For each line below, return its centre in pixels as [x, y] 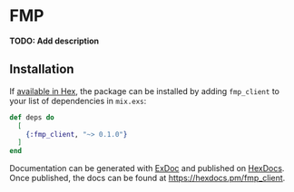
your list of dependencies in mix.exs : [78, 101]
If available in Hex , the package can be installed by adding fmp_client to [144, 91]
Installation [42, 69]
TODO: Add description [54, 41]
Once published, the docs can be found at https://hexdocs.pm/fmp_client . [147, 178]
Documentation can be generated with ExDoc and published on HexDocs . [147, 168]
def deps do [32, 117]
